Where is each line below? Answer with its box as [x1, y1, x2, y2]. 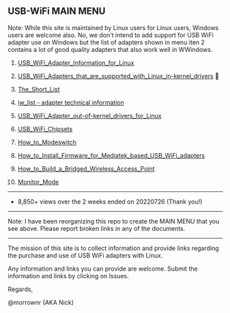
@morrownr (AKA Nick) [8, 298, 74, 306]
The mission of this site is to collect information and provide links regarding [8, 244, 219, 252]
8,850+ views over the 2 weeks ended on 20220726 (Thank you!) [17, 198, 203, 206]
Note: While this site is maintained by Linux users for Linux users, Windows [8, 23, 219, 31]
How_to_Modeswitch [17, 138, 77, 146]
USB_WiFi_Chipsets [17, 124, 73, 133]
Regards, [8, 285, 33, 293]
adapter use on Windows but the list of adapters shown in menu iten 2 [8, 38, 205, 46]
